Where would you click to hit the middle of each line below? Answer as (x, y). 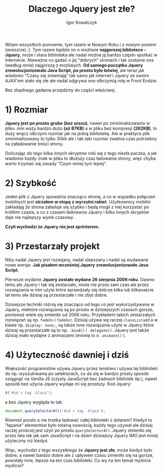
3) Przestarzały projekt (52, 246)
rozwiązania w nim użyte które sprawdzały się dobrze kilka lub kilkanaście (80, 289)
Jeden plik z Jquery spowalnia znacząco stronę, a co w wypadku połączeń (80, 196)
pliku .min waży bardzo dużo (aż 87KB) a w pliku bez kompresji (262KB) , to (81, 128)
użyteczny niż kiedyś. (27, 441)
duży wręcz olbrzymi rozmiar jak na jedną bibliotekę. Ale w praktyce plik (77, 133)
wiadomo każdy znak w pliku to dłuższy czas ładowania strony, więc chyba (81, 158)
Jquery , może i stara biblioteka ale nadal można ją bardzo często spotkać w (81, 55)
